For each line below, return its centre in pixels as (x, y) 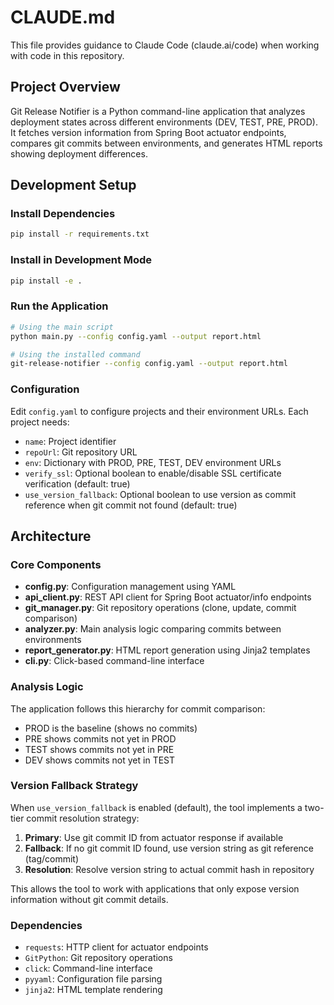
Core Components (56, 564)
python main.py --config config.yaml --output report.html (136, 336)
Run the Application (59, 306)
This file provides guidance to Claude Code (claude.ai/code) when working (165, 45)
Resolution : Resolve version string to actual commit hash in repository (169, 869)
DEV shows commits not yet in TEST (100, 760)
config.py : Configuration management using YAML (130, 587)
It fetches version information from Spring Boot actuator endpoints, (148, 132)
